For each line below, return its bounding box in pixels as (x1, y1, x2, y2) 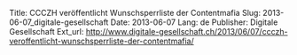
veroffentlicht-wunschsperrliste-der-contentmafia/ (9, 35, 195, 46)
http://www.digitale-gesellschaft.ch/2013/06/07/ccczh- (85, 27, 288, 36)
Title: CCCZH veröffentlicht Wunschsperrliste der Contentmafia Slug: (9, 8, 262, 18)
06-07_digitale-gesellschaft (9, 17, 109, 27)
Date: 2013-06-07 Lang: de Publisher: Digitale (110, 17, 278, 27)
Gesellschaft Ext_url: (9, 27, 84, 36)
